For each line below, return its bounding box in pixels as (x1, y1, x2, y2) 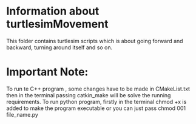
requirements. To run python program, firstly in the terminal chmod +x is (6, 98, 187, 105)
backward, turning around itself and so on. (6, 44, 113, 51)
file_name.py (6, 111, 38, 118)
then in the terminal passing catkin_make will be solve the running (6, 91, 171, 98)
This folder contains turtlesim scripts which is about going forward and (6, 37, 183, 44)
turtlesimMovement (6, 17, 109, 31)
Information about (6, 4, 100, 18)
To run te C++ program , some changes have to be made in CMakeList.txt (6, 85, 190, 92)
